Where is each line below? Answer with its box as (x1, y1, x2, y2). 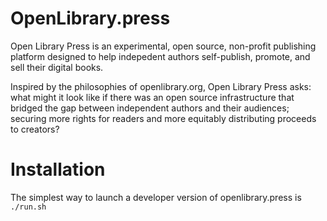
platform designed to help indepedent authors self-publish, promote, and (10, 50, 311, 62)
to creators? (10, 123, 60, 135)
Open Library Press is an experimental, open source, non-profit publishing (10, 40, 317, 52)
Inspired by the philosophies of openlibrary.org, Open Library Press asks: (10, 80, 312, 92)
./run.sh (10, 202, 47, 212)
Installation (10, 158, 106, 181)
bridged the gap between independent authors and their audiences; (10, 102, 290, 114)
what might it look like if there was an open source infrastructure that (10, 91, 295, 103)
